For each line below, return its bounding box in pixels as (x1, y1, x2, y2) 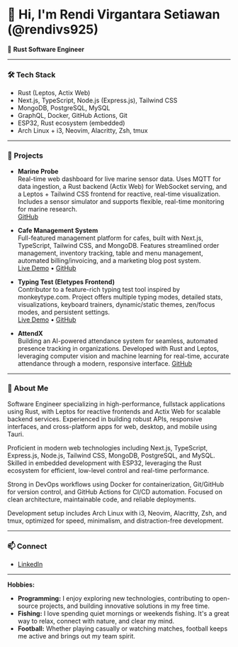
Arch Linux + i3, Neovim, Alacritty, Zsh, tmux (17, 126, 148, 135)
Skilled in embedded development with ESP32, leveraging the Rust (7, 458, 202, 467)
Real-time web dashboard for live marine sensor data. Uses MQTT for (17, 174, 221, 183)
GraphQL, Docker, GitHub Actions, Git (17, 112, 127, 120)
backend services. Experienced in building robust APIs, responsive (7, 415, 203, 423)
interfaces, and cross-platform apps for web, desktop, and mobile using (7, 422, 217, 430)
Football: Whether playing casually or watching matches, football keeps (17, 624, 228, 633)
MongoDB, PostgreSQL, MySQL (17, 104, 110, 112)
